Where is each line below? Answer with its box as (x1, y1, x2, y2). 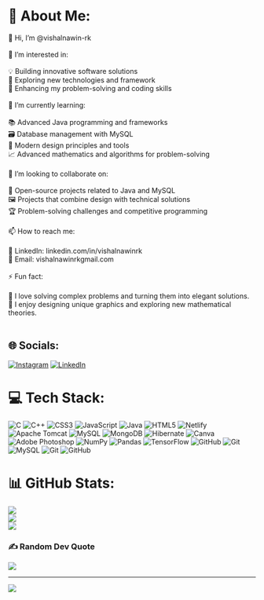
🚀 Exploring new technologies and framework (8, 75, 156, 85)
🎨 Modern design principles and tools (8, 141, 130, 150)
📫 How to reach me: (8, 226, 75, 236)
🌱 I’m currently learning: (8, 100, 86, 109)
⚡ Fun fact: (8, 271, 43, 281)
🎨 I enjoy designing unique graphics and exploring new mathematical (8, 299, 232, 309)
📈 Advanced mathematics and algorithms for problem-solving (8, 149, 211, 159)
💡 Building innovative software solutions (8, 66, 138, 75)
